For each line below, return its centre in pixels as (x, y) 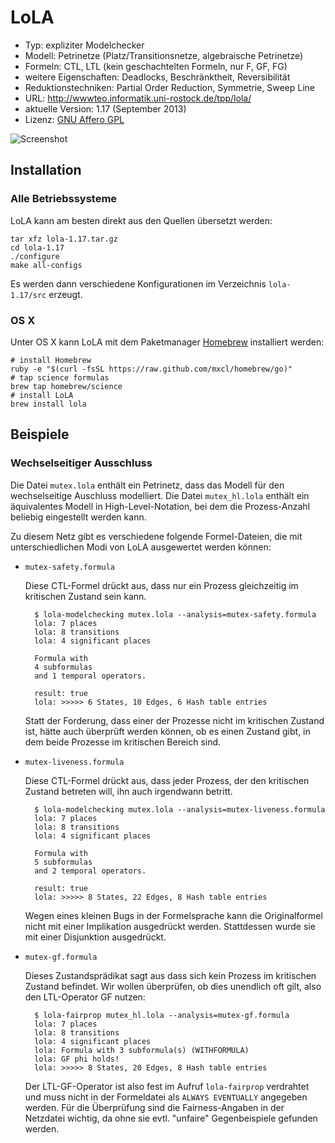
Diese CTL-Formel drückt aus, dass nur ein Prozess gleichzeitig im (161, 585)
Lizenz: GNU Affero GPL (74, 119)
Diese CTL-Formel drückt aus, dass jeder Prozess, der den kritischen (167, 780)
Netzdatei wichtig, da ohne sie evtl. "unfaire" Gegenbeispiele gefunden (171, 1118)
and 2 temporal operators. (90, 871)
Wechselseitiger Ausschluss (81, 463)
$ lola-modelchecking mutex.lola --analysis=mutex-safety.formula (175, 614)
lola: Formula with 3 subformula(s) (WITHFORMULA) (142, 1050)
